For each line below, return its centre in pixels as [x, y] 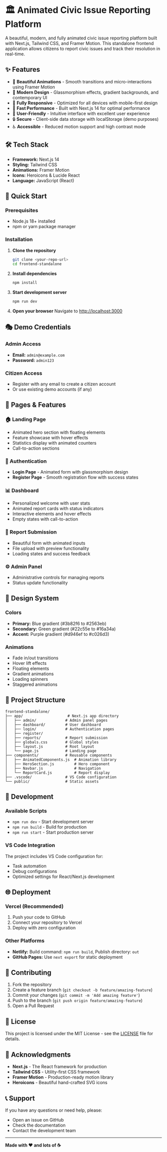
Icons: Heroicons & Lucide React [46, 175]
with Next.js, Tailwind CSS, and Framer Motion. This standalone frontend [80, 43]
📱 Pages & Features [36, 405]
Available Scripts [26, 811]
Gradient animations [33, 674]
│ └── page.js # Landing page [51, 751]
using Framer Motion [34, 87]
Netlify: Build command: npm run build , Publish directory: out [76, 951]
